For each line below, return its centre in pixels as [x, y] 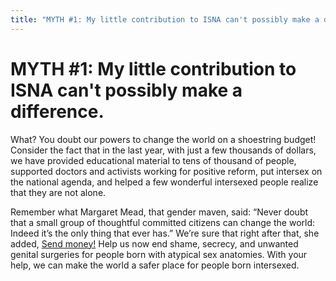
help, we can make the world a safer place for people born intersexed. [155, 265]
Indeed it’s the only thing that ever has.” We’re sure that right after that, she [165, 233]
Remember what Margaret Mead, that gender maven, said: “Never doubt [159, 212]
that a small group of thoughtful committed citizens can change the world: [163, 222]
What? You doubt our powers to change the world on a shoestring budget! [163, 139]
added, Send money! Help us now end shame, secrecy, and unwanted [154, 243]
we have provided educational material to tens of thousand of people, [153, 160]
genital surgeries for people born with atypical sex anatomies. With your [159, 254]
